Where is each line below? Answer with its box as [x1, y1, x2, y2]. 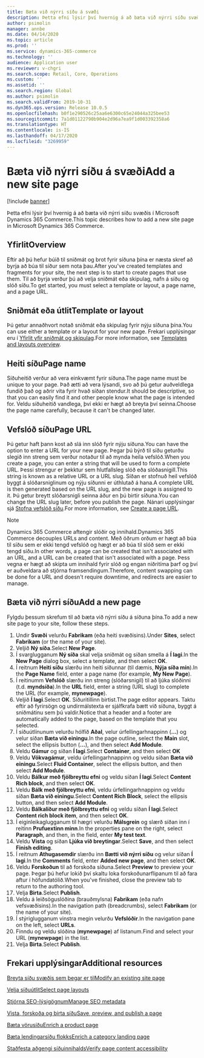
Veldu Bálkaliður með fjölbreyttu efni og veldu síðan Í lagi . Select [15, 805, 178, 813]
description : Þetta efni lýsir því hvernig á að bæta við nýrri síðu [7, 15, 186, 21]
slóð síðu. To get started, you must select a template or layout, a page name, [7, 281, 196, 288]
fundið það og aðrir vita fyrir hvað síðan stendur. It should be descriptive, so [7, 387, 195, 394]
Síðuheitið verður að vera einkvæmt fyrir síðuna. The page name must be [7, 374, 187, 382]
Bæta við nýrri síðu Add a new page [7, 597, 141, 608]
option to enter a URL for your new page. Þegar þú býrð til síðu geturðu [7, 447, 184, 454]
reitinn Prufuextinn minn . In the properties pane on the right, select [15, 825, 183, 832]
